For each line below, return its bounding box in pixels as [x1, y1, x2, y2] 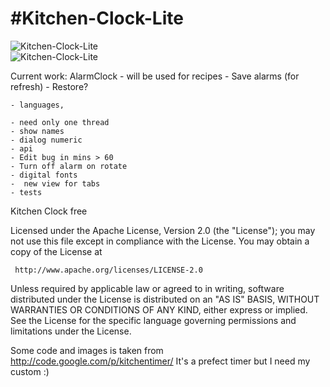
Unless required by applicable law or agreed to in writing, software [10, 282, 285, 294]
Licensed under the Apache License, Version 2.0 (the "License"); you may [10, 224, 316, 236]
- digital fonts [10, 170, 78, 180]
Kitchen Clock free [10, 205, 88, 217]
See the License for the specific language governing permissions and [10, 314, 297, 326]
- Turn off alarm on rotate [10, 161, 128, 171]
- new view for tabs [10, 178, 101, 189]
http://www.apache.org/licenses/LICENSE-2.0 [14, 265, 203, 275]
